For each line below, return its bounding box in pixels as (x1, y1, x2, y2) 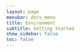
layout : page (6, 8, 39, 15)
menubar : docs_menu (6, 14, 56, 20)
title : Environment (6, 20, 56, 26)
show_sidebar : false (6, 31, 59, 37)
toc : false (6, 36, 34, 42)
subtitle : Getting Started (6, 25, 75, 32)
